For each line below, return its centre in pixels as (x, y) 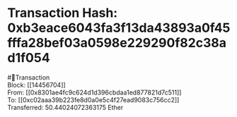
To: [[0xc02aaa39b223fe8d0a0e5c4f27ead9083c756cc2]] (93, 99)
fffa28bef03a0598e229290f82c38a (117, 43)
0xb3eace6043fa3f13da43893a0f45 (119, 28)
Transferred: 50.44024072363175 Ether (65, 107)
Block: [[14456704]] (36, 85)
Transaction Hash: (63, 13)
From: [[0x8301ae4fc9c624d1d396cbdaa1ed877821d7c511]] (94, 92)
